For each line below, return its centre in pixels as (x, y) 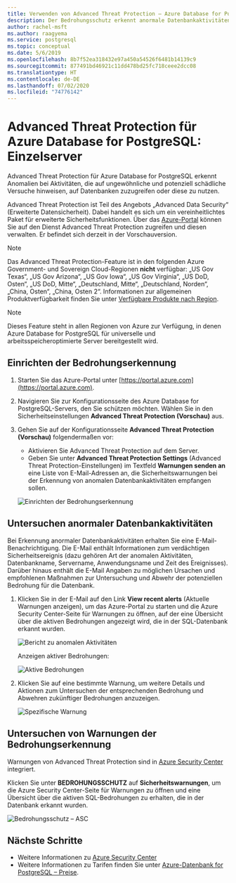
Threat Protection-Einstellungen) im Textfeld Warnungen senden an (127, 465)
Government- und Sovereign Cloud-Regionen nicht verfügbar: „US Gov (111, 269)
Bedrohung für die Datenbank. (51, 585)
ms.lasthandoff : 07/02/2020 (48, 86)
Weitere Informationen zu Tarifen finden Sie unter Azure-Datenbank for (120, 865)
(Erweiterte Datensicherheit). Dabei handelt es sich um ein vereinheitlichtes (116, 212)
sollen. (38, 488)
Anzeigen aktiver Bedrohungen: (63, 656)
